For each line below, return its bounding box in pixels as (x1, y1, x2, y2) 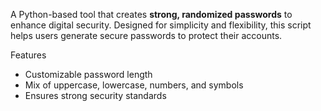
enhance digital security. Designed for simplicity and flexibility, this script (10, 19, 312, 31)
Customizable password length (24, 69, 153, 80)
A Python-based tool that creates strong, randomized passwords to (10, 9, 293, 20)
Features (10, 49, 47, 61)
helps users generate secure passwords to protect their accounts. (10, 30, 283, 41)
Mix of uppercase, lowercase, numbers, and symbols (24, 79, 244, 91)
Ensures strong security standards (24, 90, 167, 101)
